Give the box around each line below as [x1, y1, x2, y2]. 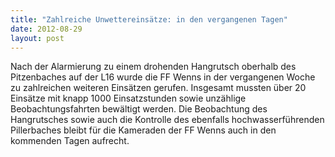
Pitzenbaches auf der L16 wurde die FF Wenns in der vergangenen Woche [10, 71, 316, 83]
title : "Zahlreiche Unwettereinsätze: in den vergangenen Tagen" [10, 14, 288, 25]
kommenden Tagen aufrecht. [10, 135, 130, 147]
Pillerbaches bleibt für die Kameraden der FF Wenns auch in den [10, 124, 277, 136]
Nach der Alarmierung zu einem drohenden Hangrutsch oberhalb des [10, 61, 297, 73]
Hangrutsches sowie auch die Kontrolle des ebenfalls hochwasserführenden [10, 114, 325, 126]
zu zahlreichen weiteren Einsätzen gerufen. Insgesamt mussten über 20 [10, 82, 307, 94]
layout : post [10, 33, 65, 43]
